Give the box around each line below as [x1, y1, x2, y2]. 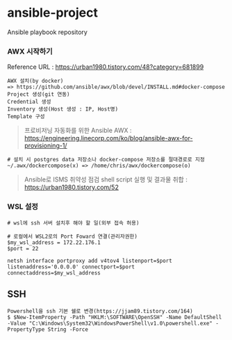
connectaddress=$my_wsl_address [7, 269, 101, 276]
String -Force [47, 326, 89, 333]
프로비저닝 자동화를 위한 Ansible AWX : [24, 127, 132, 135]
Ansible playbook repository [7, 28, 88, 36]
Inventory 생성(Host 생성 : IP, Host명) [7, 106, 119, 113]
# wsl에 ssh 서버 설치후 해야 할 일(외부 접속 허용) [7, 219, 140, 227]
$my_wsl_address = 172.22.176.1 [7, 238, 101, 246]
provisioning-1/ [24, 141, 67, 150]
